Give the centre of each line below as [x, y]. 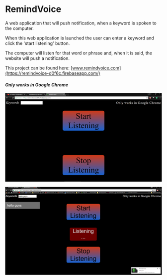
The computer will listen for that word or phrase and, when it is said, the [79, 53]
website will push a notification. [37, 58]
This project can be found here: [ [39, 68]
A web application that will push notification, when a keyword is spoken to [81, 23]
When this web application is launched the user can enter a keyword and [80, 38]
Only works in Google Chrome [37, 85]
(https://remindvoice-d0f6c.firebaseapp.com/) [53, 73]
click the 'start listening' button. [38, 43]
